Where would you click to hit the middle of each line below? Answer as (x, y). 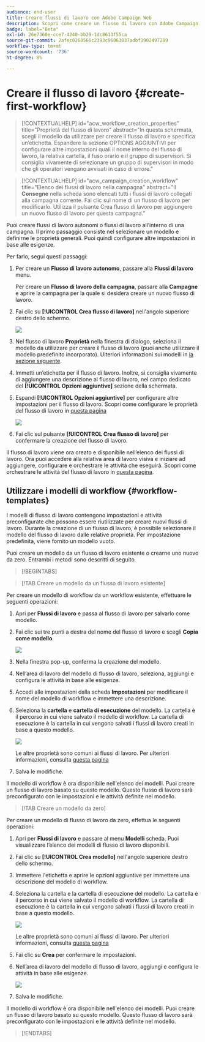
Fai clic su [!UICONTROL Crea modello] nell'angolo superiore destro (102, 857)
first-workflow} (47, 106)
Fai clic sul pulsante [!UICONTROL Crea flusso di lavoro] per (92, 434)
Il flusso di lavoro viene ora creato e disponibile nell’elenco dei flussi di (95, 452)
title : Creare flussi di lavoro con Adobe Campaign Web (79, 18)
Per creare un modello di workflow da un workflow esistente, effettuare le (99, 595)
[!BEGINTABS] (39, 572)
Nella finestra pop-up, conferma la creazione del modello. (88, 662)
